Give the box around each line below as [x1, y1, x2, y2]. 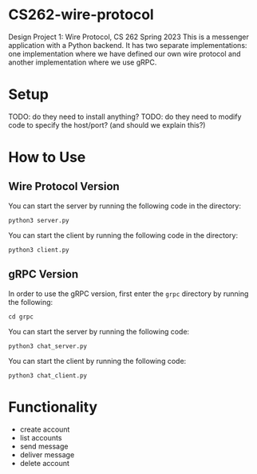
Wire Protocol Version [8, 180, 120, 193]
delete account [19, 458, 70, 468]
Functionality [8, 397, 98, 416]
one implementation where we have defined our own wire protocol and [8, 49, 241, 58]
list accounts [19, 433, 62, 442]
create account [19, 425, 70, 434]
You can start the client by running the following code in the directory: [8, 230, 238, 240]
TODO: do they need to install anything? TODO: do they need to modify [8, 112, 242, 121]
